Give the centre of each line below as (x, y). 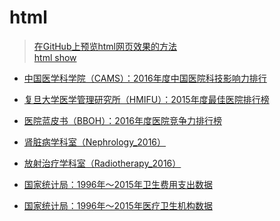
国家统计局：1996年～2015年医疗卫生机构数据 (118, 205)
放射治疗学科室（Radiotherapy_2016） (102, 163)
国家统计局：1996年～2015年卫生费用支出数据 (118, 184)
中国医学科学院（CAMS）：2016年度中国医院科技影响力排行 (145, 78)
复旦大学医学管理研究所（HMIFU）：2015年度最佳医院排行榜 (146, 99)
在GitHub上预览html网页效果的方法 (105, 46)
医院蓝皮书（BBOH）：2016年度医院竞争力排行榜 (122, 120)
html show (55, 57)
